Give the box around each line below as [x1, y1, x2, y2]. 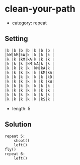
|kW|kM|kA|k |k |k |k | [5, 52, 55, 57]
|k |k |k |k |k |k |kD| [5, 74, 55, 79]
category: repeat [12, 20, 47, 26]
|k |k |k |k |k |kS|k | [5, 97, 55, 102]
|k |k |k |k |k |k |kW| [5, 79, 55, 84]
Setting [5, 34, 28, 43]
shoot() [14, 138, 30, 143]
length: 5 [12, 105, 31, 111]
